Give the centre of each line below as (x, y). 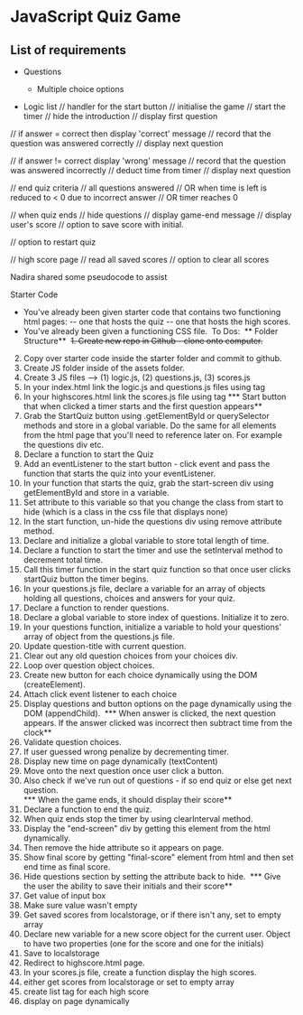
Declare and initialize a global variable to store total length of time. (146, 540)
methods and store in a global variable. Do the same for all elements (150, 425)
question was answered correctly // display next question (117, 143)
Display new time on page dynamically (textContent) (121, 761)
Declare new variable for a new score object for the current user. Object (157, 934)
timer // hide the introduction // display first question (120, 116)
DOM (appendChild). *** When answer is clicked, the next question (149, 713)
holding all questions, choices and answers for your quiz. (129, 598)
